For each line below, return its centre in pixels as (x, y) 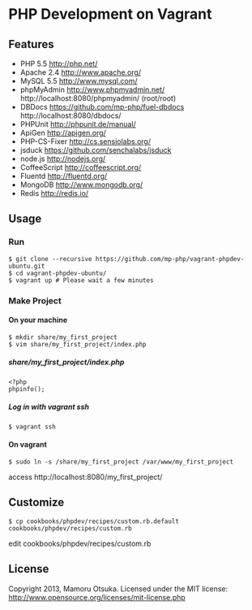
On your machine (38, 320)
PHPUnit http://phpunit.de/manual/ (78, 124)
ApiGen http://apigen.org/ (63, 133)
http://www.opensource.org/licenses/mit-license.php (97, 597)
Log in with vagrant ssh (49, 407)
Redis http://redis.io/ (54, 193)
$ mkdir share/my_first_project (63, 337)
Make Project (35, 300)
